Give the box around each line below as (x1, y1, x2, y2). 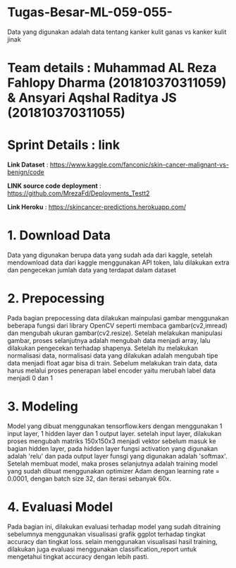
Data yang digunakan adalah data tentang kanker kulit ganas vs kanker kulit (7, 28, 227, 36)
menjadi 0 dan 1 (7, 373, 53, 382)
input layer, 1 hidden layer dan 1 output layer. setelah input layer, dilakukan (7, 429, 222, 437)
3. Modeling (7, 399, 79, 415)
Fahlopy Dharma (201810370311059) (7, 75, 227, 91)
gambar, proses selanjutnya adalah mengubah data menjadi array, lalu (7, 336, 211, 344)
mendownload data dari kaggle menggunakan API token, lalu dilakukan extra (7, 258, 230, 267)
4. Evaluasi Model (7, 499, 113, 515)
